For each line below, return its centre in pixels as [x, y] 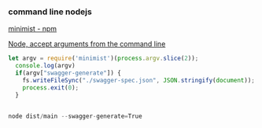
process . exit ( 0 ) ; [51, 88]
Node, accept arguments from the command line [87, 44]
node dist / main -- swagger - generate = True [76, 116]
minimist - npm [33, 29]
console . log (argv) [46, 66]
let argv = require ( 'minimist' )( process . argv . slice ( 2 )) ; [103, 59]
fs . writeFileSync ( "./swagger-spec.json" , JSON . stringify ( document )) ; [139, 80]
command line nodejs [50, 12]
